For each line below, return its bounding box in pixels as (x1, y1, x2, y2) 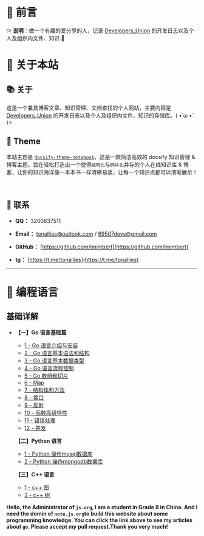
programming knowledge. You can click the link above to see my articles (6, 516, 193, 524)
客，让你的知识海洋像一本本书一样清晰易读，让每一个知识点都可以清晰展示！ (6, 168, 198, 175)
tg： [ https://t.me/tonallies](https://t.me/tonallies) (15, 256, 139, 263)
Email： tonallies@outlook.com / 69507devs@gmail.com (15, 230, 157, 238)
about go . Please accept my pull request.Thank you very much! (6, 523, 168, 530)
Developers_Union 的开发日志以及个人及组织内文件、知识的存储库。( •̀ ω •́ (6, 111, 192, 119)
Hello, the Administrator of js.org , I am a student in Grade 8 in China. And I (6, 503, 198, 510)
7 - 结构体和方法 (24, 386, 65, 393)
